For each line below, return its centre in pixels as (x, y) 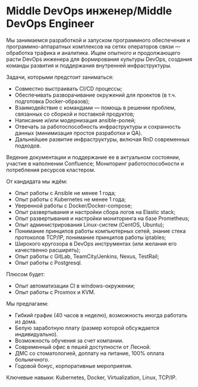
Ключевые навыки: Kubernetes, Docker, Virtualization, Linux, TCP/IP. (92, 377)
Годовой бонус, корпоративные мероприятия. (73, 366)
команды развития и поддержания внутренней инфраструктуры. (89, 65)
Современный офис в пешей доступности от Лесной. (83, 346)
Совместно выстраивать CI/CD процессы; (68, 88)
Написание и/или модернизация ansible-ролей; (75, 120)
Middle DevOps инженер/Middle (89, 11)
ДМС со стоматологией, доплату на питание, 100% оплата (89, 353)
